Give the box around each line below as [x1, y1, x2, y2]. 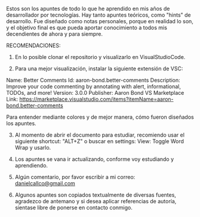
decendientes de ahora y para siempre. [6, 30, 103, 38]
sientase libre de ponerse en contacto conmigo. [14, 204, 133, 211]
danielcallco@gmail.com [14, 180, 76, 187]
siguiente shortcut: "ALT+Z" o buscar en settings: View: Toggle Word [14, 138, 184, 145]
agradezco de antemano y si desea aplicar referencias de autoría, [14, 198, 177, 204]
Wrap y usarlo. [14, 144, 51, 151]
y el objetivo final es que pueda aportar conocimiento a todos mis [6, 24, 167, 31]
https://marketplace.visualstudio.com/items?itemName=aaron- [19, 95, 174, 103]
